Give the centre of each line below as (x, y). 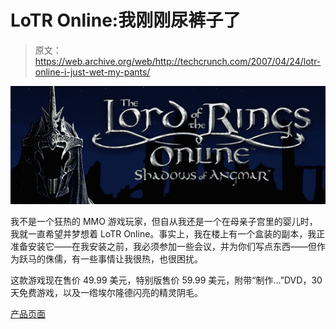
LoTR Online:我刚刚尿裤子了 (126, 20)
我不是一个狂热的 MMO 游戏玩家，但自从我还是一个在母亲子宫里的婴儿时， (164, 222)
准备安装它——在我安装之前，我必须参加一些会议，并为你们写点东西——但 (163, 247)
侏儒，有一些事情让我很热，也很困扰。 (123, 259)
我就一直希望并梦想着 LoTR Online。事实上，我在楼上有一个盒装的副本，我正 (168, 234)
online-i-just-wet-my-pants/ (92, 72)
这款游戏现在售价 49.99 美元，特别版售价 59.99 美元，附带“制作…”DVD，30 (166, 280)
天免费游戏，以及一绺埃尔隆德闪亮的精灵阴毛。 (106, 293)
